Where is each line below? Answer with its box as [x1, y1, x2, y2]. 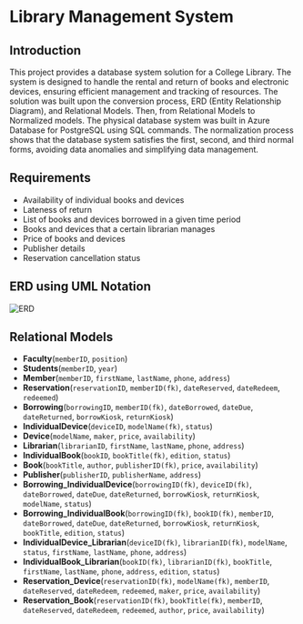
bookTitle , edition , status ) [22, 528, 126, 538]
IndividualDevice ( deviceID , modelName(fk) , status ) [22, 421, 214, 432]
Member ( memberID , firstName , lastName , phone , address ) [22, 373, 230, 384]
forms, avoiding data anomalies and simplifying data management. [9, 144, 259, 155]
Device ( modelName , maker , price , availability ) [22, 430, 196, 442]
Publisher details [22, 243, 86, 254]
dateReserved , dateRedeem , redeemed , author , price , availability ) [22, 605, 266, 616]
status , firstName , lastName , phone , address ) [22, 547, 187, 558]
